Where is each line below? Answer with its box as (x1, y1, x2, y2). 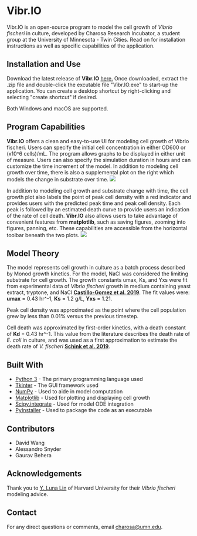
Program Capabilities (6, 122, 86, 132)
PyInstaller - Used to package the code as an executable (15, 407, 152, 414)
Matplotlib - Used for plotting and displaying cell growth (15, 395, 150, 402)
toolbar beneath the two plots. (6, 231, 80, 238)
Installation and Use (6, 59, 81, 69)
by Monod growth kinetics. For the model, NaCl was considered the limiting (6, 270, 188, 277)
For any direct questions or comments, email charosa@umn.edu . (6, 523, 163, 530)
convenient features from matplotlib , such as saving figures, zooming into (6, 218, 186, 225)
